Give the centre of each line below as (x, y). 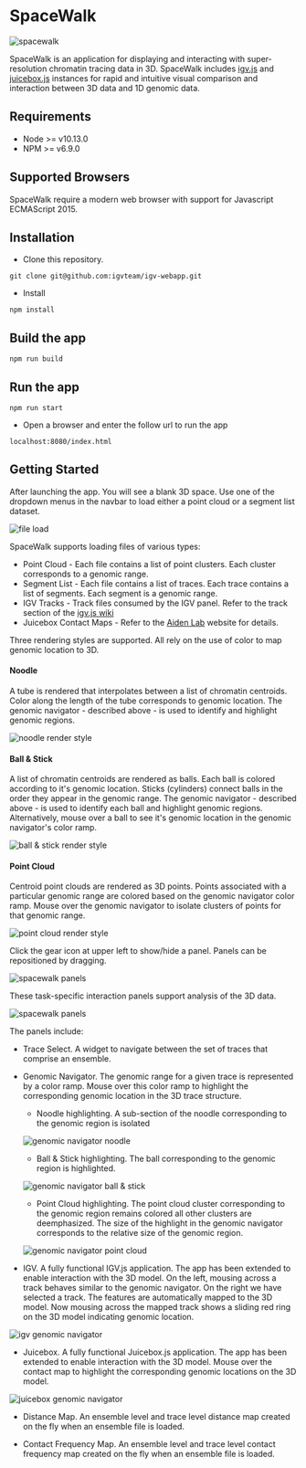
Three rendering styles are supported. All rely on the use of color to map (146, 639)
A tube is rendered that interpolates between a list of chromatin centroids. (148, 692)
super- (259, 58)
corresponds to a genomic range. (85, 574)
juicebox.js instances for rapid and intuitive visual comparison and (134, 78)
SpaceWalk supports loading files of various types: (105, 546)
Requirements (50, 116)
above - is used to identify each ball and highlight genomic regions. (136, 808)
